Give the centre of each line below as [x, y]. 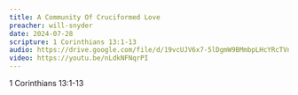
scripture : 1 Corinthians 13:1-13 [73, 42]
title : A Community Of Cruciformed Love [85, 17]
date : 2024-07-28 [41, 33]
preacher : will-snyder [51, 26]
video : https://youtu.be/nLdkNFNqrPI [79, 58]
